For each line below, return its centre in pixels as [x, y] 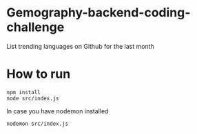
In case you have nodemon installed [58, 111]
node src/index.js [33, 98]
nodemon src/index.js [38, 124]
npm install [23, 92]
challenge [35, 27]
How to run [39, 74]
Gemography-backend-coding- [98, 13]
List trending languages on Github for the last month [80, 46]
